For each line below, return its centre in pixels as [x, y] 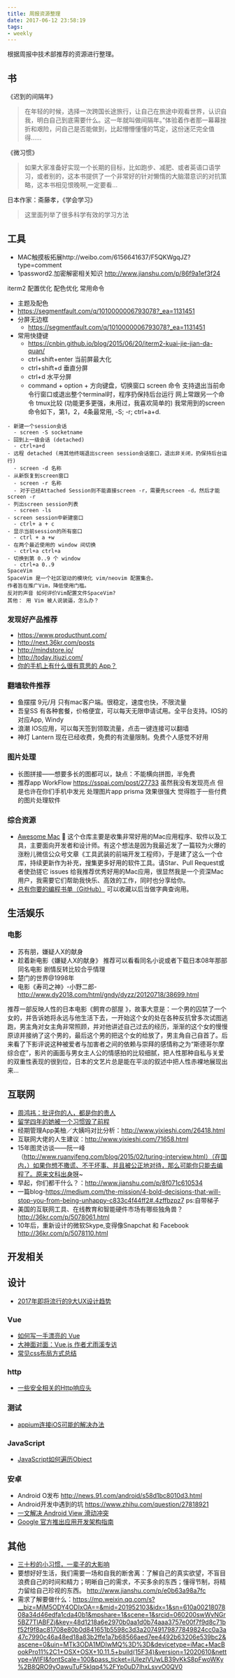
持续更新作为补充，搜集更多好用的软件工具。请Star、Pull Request [124, 863]
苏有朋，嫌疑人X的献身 [50, 951]
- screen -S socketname [48, 432]
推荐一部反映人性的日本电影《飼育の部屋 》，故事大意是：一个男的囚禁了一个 [117, 1009]
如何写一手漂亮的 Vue [49, 1336]
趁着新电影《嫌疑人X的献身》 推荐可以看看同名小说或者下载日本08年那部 [122, 960]
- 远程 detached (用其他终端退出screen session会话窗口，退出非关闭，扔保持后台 [115, 453]
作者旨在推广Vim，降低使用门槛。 [48, 586]
